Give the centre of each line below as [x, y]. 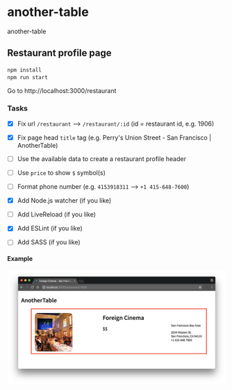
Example [20, 258]
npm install [24, 70]
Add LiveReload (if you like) [56, 214]
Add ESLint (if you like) [50, 228]
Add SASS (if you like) [49, 242]
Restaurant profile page [60, 53]
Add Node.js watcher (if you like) [64, 201]
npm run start [28, 77]
